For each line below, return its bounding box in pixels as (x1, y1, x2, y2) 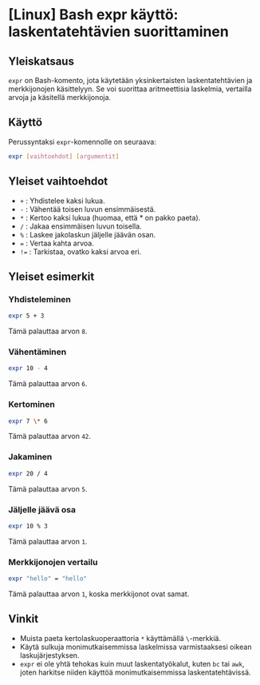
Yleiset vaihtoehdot (8, 174, 108, 189)
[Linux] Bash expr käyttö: (8, 6, 179, 24)
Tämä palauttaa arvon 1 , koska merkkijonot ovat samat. (8, 589, 190, 599)
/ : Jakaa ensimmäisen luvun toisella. (19, 221, 142, 231)
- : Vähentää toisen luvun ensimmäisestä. (19, 204, 156, 213)
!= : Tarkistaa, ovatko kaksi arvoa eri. (19, 246, 142, 257)
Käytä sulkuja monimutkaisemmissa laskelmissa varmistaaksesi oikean (19, 642, 252, 651)
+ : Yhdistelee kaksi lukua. (19, 196, 105, 205)
